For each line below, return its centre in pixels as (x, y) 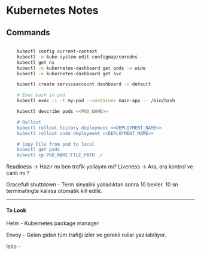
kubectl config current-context (57, 51)
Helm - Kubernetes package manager (53, 223)
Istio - (13, 247)
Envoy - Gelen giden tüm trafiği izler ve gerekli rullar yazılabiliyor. (86, 235)
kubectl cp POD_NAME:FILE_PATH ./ (60, 155)
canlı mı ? (18, 173)
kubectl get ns (36, 62)
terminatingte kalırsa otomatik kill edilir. (54, 191)
